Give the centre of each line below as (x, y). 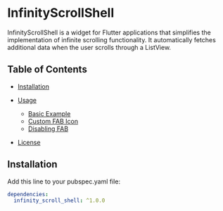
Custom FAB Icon (53, 121)
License (29, 142)
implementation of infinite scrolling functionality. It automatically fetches (111, 39)
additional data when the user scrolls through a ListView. (89, 47)
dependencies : (28, 194)
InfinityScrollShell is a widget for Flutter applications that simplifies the (109, 32)
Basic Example (49, 113)
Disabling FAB (48, 129)
